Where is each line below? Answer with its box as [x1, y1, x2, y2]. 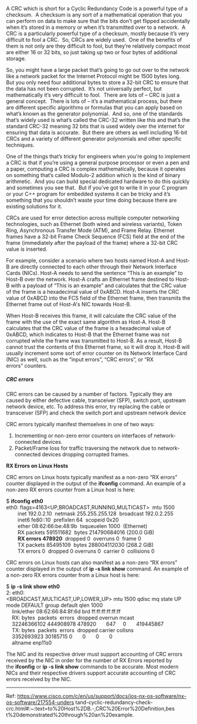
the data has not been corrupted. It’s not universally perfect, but [6, 85, 162, 92]
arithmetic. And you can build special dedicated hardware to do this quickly [6, 178, 190, 185]
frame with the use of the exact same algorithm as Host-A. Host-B [6, 318, 166, 326]
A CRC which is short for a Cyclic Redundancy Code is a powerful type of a [6, 5, 188, 12]
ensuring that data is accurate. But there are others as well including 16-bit [6, 129, 188, 136]
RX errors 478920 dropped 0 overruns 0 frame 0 [17, 535, 142, 542]
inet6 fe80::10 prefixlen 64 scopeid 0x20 [17, 516, 119, 523]
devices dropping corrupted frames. [42, 450, 130, 458]
